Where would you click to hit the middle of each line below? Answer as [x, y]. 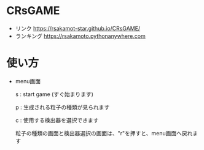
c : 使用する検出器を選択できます [57, 120]
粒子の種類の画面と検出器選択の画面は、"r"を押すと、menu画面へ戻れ [104, 133]
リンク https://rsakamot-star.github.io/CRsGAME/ [78, 28]
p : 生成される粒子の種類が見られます [62, 107]
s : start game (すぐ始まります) [54, 94]
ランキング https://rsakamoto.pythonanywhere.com [80, 36]
